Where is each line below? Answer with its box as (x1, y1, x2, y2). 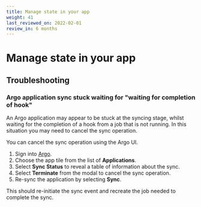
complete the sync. (6, 194, 54, 201)
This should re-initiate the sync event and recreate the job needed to (6, 187, 176, 195)
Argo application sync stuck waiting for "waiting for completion (6, 93, 196, 101)
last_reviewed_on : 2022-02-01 (6, 20, 82, 26)
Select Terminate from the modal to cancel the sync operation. (14, 169, 171, 177)
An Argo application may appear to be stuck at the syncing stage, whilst (6, 115, 184, 122)
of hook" (6, 100, 33, 109)
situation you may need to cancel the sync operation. (6, 127, 137, 134)
